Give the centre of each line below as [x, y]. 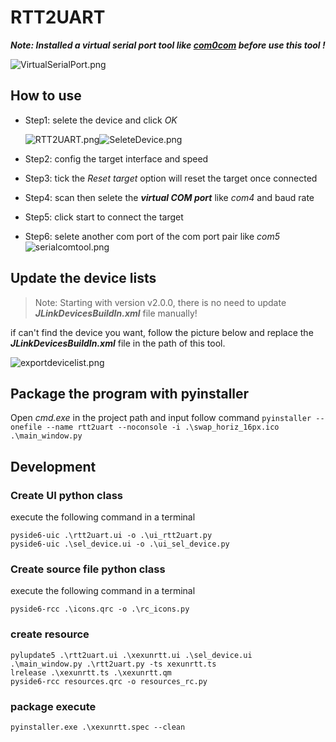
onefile [26, 427]
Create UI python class [66, 495]
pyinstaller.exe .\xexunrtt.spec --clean [98, 727]
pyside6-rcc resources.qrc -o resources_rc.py [109, 681]
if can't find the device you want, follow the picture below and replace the [162, 332]
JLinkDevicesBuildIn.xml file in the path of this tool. [118, 343]
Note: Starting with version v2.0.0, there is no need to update [160, 302]
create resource [50, 634]
